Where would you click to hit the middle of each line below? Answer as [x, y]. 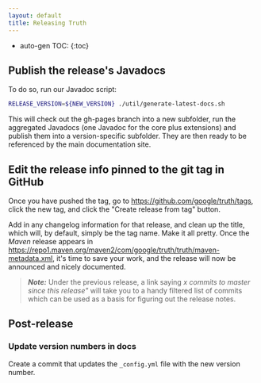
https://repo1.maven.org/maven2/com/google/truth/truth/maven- [114, 250]
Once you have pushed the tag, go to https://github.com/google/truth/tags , [131, 201]
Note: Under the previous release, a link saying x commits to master [139, 282]
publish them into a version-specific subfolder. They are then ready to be [128, 136]
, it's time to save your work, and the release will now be [144, 258]
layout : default [35, 15]
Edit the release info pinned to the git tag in [116, 169]
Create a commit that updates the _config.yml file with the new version [124, 364]
